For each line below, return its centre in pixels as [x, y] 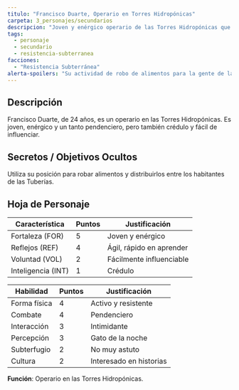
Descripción [35, 102]
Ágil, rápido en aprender [148, 248]
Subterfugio [31, 349]
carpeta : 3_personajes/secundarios [60, 21]
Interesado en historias [129, 361]
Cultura [23, 361]
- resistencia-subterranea [54, 54]
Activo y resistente [122, 303]
